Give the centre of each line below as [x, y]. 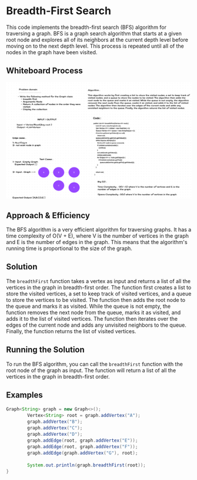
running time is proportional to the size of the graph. [69, 248]
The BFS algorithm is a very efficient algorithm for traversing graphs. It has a [99, 230]
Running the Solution [46, 350]
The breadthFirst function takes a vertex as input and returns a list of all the [98, 281]
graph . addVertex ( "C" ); [55, 428]
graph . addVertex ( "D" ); [55, 434]
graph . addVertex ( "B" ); [55, 422]
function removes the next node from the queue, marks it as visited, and [94, 312]
